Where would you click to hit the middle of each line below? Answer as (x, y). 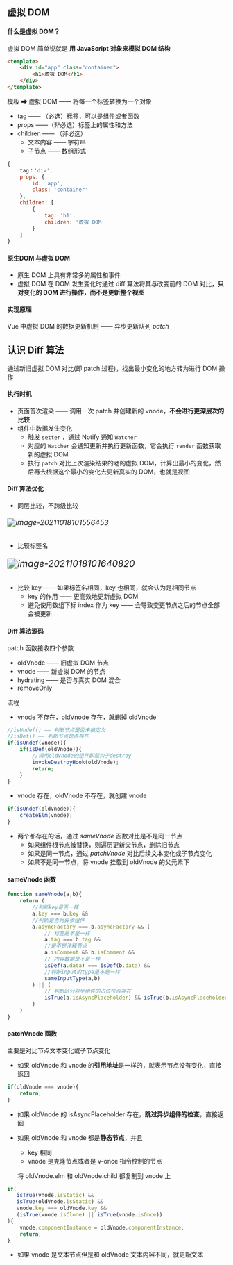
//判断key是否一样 (55, 908)
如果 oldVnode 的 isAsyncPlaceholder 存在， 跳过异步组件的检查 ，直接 (118, 1114)
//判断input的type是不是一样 (82, 972)
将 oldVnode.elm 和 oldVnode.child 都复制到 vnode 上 (94, 1175)
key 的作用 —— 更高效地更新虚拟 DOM (83, 597)
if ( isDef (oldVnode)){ (51, 750)
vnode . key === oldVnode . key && (62, 1208)
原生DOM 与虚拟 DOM (39, 258)
